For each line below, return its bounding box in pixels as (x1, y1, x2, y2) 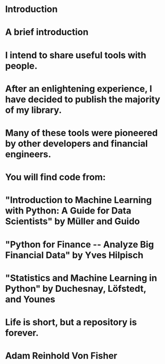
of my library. (5, 104, 62, 116)
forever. (5, 327, 39, 338)
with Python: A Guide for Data (5, 205, 131, 217)
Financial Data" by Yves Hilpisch (5, 249, 143, 261)
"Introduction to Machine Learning (5, 195, 152, 206)
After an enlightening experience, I (5, 83, 152, 94)
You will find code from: (5, 171, 106, 183)
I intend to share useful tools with (5, 49, 146, 61)
